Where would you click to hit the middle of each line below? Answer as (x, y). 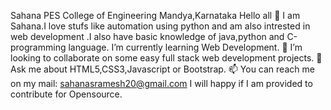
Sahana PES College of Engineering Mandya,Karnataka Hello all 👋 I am (155, 15)
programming (38, 47)
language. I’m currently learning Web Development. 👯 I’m (185, 47)
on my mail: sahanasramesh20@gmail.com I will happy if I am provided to (161, 83)
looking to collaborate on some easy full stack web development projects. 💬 (166, 58)
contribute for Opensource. (66, 94)
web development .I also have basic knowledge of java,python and (147, 36)
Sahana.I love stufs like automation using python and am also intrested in (160, 26)
